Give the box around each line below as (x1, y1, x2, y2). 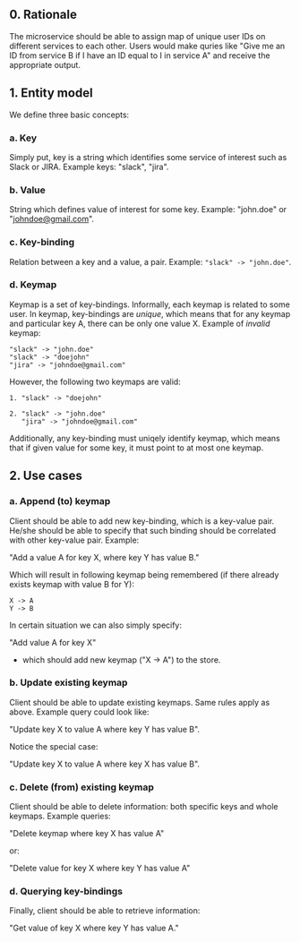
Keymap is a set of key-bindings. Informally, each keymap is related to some (9, 299, 291, 310)
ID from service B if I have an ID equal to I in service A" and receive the (9, 49, 270, 61)
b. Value (9, 184, 47, 196)
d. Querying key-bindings (9, 886, 124, 898)
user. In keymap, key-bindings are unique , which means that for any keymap (9, 308, 291, 319)
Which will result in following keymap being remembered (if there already (9, 569, 279, 580)
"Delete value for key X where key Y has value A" (9, 863, 191, 874)
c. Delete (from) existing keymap (9, 781, 155, 793)
